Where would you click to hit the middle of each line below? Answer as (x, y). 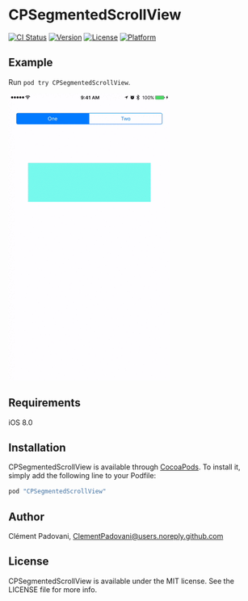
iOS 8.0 (21, 422)
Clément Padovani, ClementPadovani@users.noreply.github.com (116, 536)
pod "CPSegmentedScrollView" (57, 492)
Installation (37, 447)
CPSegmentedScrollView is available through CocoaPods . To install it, (124, 467)
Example (31, 63)
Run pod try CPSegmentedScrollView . (69, 82)
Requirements (44, 403)
